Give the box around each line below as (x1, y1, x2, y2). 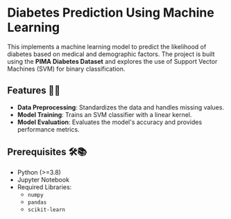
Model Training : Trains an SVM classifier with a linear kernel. (17, 110, 192, 119)
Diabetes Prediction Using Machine (7, 5, 215, 21)
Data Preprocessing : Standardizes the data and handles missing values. (17, 103, 224, 112)
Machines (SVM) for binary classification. (7, 64, 126, 73)
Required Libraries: (17, 182, 72, 191)
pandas (27, 199, 47, 206)
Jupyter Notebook (17, 175, 69, 184)
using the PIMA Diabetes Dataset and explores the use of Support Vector (7, 57, 218, 65)
